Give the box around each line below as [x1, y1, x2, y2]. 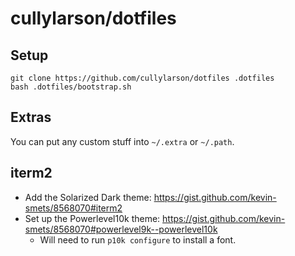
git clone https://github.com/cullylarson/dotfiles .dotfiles [10, 73, 275, 83]
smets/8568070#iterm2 [24, 202, 123, 214]
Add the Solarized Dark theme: [24, 191, 152, 203]
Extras [10, 109, 52, 126]
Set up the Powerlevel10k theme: [24, 212, 161, 224]
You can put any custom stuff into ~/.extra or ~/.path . [10, 135, 235, 147]
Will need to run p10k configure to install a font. [39, 233, 237, 246]
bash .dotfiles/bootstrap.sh [10, 82, 132, 92]
